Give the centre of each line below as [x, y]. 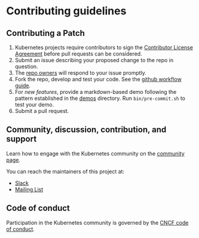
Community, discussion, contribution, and [86, 130]
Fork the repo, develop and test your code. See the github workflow [98, 79]
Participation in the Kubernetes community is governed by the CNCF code [97, 222]
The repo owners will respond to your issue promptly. [80, 73]
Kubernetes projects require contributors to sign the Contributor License [104, 47]
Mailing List [29, 189]
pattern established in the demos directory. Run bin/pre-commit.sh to [100, 98]
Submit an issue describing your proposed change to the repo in [94, 60]
